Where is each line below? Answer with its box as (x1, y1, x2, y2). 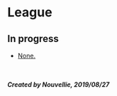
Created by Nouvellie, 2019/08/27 (7, 80, 110, 89)
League (7, 4, 52, 21)
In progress (7, 33, 59, 45)
